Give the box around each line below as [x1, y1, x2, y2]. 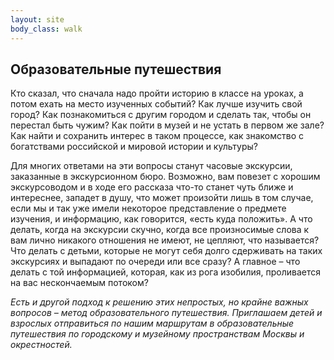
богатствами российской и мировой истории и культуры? [10, 141, 258, 153]
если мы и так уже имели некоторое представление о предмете [10, 202, 287, 215]
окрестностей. [10, 339, 73, 351]
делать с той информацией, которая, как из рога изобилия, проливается [10, 266, 321, 278]
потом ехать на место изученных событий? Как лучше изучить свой [10, 98, 303, 110]
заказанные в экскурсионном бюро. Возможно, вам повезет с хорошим [10, 171, 321, 183]
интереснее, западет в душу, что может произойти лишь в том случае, [10, 192, 314, 204]
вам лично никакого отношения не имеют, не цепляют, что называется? [10, 234, 320, 246]
